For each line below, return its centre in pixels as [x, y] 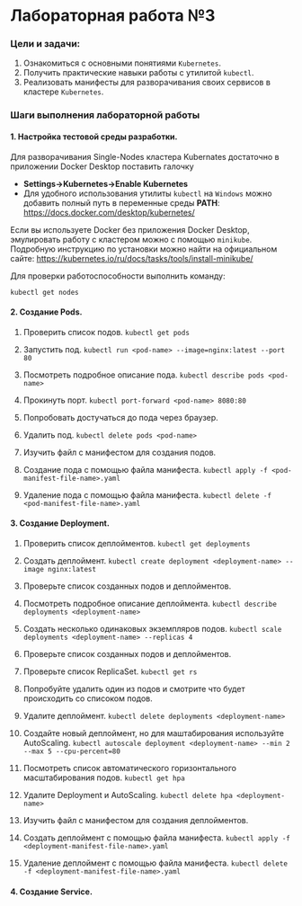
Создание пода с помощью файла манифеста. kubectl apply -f [145, 469]
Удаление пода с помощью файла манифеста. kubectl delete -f [147, 494]
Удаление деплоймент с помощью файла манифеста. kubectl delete [155, 863]
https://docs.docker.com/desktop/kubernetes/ [109, 212]
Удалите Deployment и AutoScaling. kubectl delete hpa [128, 795]
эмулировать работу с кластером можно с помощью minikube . [131, 239]
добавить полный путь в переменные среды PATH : [121, 202]
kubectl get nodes [44, 292]
